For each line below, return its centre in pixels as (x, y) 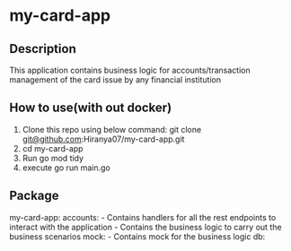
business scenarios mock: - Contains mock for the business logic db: (137, 236)
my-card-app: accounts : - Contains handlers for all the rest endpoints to (143, 217)
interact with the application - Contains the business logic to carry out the (145, 227)
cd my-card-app (53, 148)
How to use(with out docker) (91, 108)
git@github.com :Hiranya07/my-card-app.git (103, 139)
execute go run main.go (66, 168)
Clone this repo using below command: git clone (112, 129)
